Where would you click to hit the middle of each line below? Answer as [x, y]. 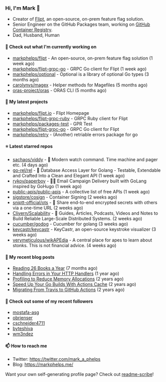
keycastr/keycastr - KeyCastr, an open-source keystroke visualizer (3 [84, 229]
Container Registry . [32, 30]
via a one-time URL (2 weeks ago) [48, 208]
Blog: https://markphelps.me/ [43, 364]
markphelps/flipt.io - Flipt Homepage [51, 113]
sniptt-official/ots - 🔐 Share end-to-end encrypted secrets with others [85, 202]
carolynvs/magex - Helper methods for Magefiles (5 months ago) [80, 85]
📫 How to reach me [26, 346]
